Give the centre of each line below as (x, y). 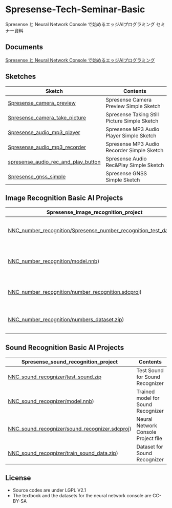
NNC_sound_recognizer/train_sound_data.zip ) (63, 453)
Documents (24, 47)
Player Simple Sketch (131, 135)
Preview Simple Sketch (133, 106)
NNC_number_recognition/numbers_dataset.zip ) (66, 320)
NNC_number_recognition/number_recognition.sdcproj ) (75, 292)
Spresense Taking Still (132, 114)
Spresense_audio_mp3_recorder (47, 147)
